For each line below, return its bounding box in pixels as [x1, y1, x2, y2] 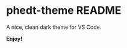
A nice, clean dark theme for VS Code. [6, 23, 102, 31]
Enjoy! [6, 35, 23, 42]
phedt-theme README [6, 4, 122, 17]
